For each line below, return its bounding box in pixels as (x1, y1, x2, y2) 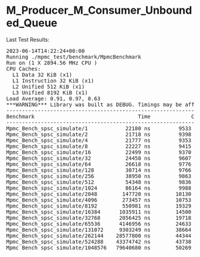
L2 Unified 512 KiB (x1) (12, 83, 85, 90)
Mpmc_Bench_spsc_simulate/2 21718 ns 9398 (6, 131, 192, 138)
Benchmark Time (6, 113, 151, 120)
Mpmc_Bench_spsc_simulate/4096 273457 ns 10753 (6, 196, 192, 203)
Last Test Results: (6, 36, 49, 43)
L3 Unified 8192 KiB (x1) (12, 89, 88, 96)
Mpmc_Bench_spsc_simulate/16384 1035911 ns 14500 (6, 208, 192, 215)
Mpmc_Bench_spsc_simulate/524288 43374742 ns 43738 (6, 238, 192, 245)
